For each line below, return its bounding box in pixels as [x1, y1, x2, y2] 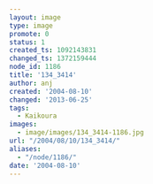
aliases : [9, 144, 42, 153]
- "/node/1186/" [17, 152, 77, 162]
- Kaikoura [17, 111, 57, 120]
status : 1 [9, 37, 46, 47]
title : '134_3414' [9, 71, 77, 80]
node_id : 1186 [9, 63, 62, 72]
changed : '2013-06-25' [9, 95, 93, 104]
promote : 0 [9, 29, 50, 38]
